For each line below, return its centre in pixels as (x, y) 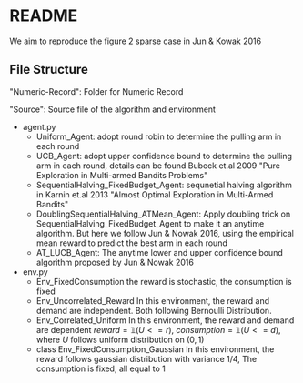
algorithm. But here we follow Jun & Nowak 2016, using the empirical (165, 233)
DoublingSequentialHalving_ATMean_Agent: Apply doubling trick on (163, 214)
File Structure (49, 70)
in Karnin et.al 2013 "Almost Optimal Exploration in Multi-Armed (155, 194)
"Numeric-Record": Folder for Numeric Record (96, 91)
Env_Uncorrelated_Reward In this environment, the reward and (153, 300)
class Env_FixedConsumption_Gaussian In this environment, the (155, 349)
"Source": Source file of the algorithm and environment (113, 109)
